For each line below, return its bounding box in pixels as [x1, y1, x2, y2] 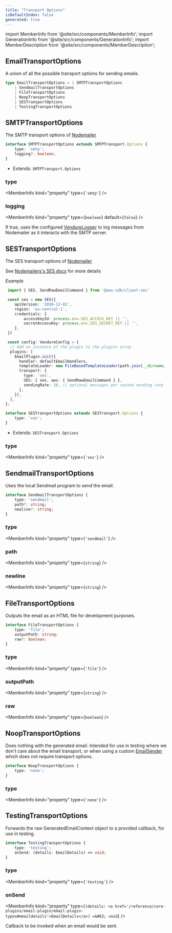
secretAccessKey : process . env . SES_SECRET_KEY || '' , [24, 321, 139, 326]
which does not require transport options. [5, 754, 93, 760]
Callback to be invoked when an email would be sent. [5, 923, 118, 929]
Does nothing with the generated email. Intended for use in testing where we [5, 742, 167, 749]
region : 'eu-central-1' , [14, 306, 68, 312]
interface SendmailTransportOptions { [5, 492, 88, 497]
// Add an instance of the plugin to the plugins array [10, 344, 132, 349]
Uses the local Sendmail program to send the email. [5, 483, 114, 489]
